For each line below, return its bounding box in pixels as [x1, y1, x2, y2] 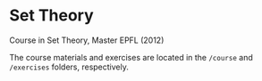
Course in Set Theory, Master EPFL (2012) [9, 35, 165, 45]
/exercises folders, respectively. [9, 61, 130, 72]
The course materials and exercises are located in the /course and [9, 52, 253, 62]
